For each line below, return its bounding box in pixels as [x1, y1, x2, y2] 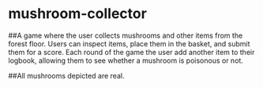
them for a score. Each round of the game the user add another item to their [8, 47, 255, 57]
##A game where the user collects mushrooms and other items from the [8, 31, 243, 40]
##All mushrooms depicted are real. [8, 71, 125, 80]
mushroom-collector [8, 5, 148, 23]
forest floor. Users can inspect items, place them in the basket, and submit [8, 38, 250, 48]
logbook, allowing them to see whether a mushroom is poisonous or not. [8, 56, 243, 65]
